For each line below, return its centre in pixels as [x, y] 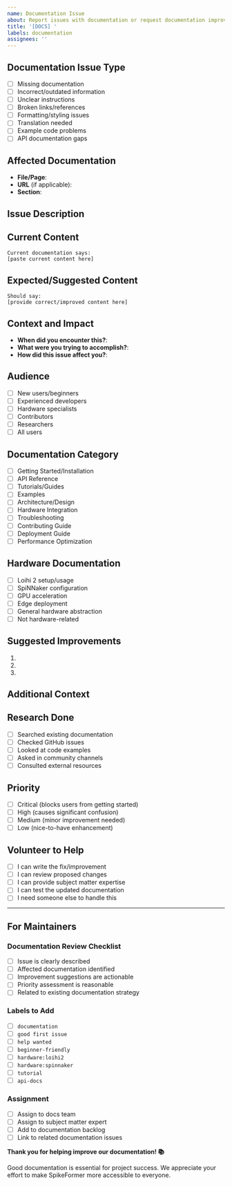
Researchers [35, 424]
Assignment [28, 1099]
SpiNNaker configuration [52, 587]
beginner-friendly [43, 1050]
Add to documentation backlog [61, 1129]
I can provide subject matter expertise [71, 883]
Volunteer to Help [46, 850]
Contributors [35, 417]
